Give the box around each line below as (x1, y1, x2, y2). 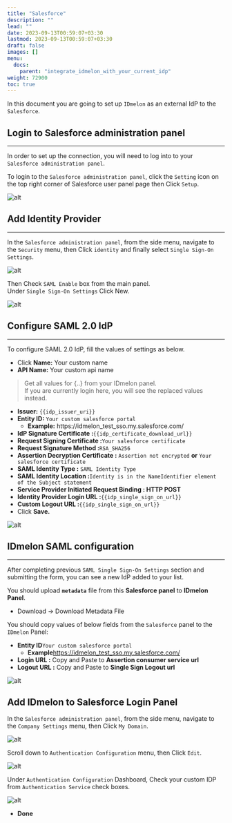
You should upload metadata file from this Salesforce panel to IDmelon (7, 586, 209, 594)
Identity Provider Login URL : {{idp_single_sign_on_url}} (17, 492, 182, 501)
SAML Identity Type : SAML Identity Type (17, 464, 137, 473)
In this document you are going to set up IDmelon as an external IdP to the (7, 99, 216, 108)
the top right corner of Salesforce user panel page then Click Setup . (7, 180, 199, 188)
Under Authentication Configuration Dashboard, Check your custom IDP (7, 775, 217, 784)
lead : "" (7, 23, 32, 30)
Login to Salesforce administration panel (7, 127, 185, 139)
